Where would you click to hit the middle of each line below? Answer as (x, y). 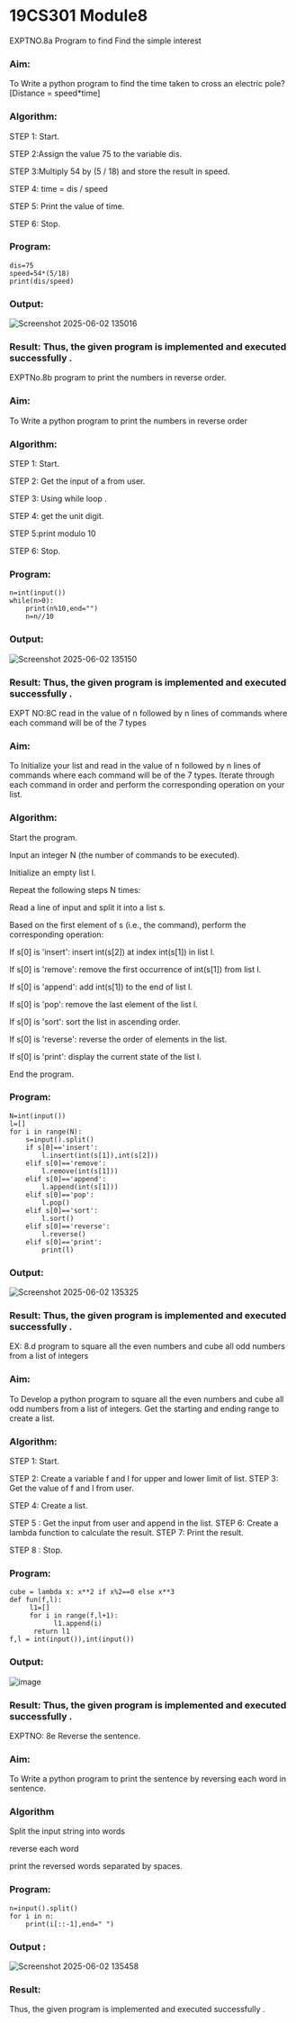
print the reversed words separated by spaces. (96, 1866)
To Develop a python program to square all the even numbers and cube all (147, 1399)
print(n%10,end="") (62, 609)
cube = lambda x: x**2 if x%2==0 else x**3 (92, 1592)
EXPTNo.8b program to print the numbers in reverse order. (118, 378)
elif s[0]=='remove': (66, 1163)
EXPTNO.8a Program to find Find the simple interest (106, 41)
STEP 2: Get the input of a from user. (77, 481)
